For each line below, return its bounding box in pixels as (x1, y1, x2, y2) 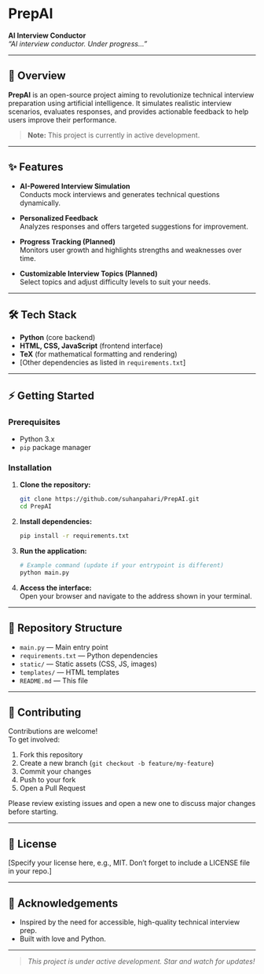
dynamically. (19, 198, 61, 207)
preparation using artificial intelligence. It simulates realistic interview (8, 98, 232, 108)
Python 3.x (19, 434, 55, 444)
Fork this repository (19, 750, 83, 760)
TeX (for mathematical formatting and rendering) (19, 350, 178, 359)
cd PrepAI (19, 503, 53, 511)
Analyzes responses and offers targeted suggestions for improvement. (19, 222, 249, 231)
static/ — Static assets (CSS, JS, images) (19, 659, 157, 668)
